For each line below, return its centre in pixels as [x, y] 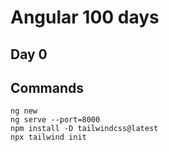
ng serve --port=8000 [55, 120]
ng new [24, 111]
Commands [47, 87]
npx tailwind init [48, 137]
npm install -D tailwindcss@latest [84, 129]
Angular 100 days [85, 17]
